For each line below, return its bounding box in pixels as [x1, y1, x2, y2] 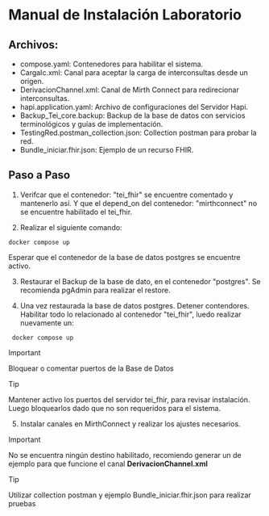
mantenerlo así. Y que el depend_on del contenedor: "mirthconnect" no [19, 198, 258, 208]
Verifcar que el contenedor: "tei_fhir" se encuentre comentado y [19, 190, 234, 199]
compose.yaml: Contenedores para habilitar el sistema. [19, 59, 204, 69]
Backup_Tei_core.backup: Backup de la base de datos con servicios [19, 111, 246, 120]
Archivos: [8, 38, 59, 52]
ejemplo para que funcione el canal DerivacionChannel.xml [8, 459, 208, 468]
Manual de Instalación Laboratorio [8, 6, 242, 24]
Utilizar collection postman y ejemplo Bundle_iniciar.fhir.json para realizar [8, 490, 251, 500]
